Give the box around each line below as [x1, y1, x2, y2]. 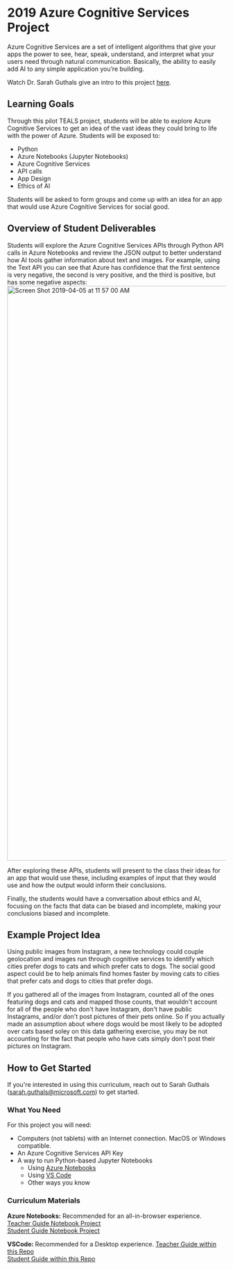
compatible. [17, 1142, 52, 1150]
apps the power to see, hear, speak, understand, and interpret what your [7, 50, 215, 58]
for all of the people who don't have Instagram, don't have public [7, 1005, 192, 1013]
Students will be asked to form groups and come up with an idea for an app [7, 195, 223, 203]
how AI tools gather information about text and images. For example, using [7, 255, 221, 264]
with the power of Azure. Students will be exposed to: [7, 131, 161, 139]
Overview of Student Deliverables [7, 223, 156, 234]
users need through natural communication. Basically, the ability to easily [7, 57, 216, 65]
